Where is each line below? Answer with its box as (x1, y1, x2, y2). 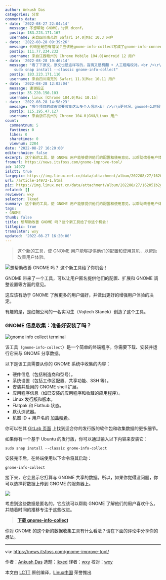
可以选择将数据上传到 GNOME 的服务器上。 (5, 480, 93, 487)
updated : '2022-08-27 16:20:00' (5, 233, 72, 238)
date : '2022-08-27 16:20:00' (5, 146, 65, 151)
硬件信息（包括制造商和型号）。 (12, 371, 76, 377)
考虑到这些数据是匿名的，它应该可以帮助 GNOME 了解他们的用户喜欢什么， (5, 500, 158, 507)
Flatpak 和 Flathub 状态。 (12, 402, 64, 408)
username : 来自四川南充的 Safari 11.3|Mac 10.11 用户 (9, 76, 116, 81)
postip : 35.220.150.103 (9, 90, 58, 95)
